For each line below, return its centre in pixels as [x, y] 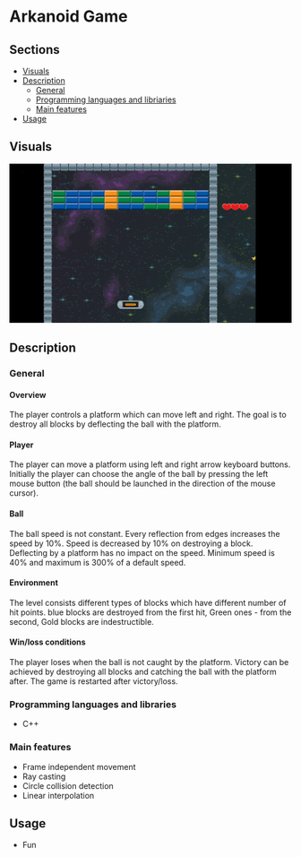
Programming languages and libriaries [106, 100]
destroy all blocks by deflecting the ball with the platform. [115, 424]
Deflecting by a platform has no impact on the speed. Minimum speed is [142, 552]
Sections [34, 50]
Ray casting [44, 776]
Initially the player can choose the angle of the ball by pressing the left [139, 474]
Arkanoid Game [69, 17]
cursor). [24, 493]
